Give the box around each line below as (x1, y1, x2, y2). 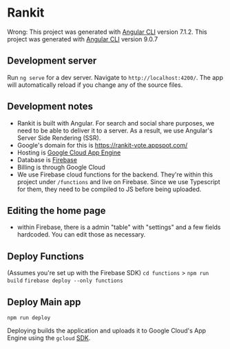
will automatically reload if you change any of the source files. (7, 81, 183, 89)
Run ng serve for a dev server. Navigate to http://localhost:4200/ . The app (7, 73, 224, 81)
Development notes (7, 101, 93, 112)
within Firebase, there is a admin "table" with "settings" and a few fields (17, 223, 222, 232)
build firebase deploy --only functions (7, 277, 123, 284)
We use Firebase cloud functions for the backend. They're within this (17, 170, 213, 179)
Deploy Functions (7, 250, 84, 262)
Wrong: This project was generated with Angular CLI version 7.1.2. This (7, 28, 208, 36)
